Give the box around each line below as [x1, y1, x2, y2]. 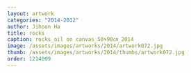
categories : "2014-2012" [7, 17, 79, 24]
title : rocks [7, 29, 45, 37]
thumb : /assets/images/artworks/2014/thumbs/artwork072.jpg [7, 49, 185, 56]
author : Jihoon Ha [7, 23, 60, 30]
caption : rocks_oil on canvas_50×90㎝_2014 [7, 36, 134, 43]
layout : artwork [7, 10, 54, 17]
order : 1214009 [7, 56, 51, 63]
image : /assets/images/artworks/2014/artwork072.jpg [7, 42, 163, 49]
